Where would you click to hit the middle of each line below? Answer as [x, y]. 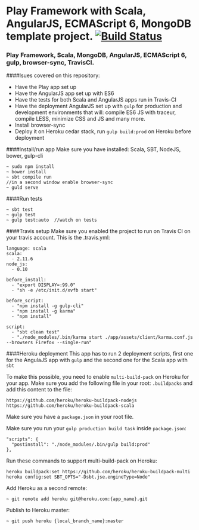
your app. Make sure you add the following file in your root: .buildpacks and [99, 383]
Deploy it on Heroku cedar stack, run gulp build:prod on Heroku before [103, 131]
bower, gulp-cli [25, 156]
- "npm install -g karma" [44, 311]
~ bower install [26, 172]
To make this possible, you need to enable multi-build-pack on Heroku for [98, 377]
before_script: [25, 301]
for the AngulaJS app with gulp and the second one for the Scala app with [97, 360]
